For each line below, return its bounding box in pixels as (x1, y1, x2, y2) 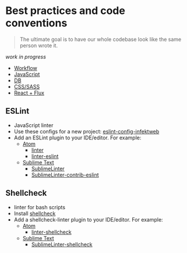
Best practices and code (5, 4, 126, 17)
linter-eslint (31, 153, 59, 160)
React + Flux (13, 89, 45, 96)
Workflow (13, 64, 37, 71)
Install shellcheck (13, 210, 56, 217)
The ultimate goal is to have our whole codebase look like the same (19, 36, 182, 43)
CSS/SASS (13, 83, 40, 90)
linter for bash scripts (13, 203, 65, 210)
